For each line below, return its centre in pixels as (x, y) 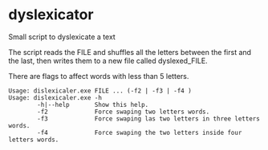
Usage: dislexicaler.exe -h (55, 97)
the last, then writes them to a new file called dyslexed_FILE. (108, 61)
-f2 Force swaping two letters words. (124, 112)
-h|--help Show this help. (93, 105)
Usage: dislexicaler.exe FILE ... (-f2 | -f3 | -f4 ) (100, 91)
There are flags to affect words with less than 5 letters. (99, 76)
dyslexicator (51, 15)
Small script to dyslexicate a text (62, 37)
